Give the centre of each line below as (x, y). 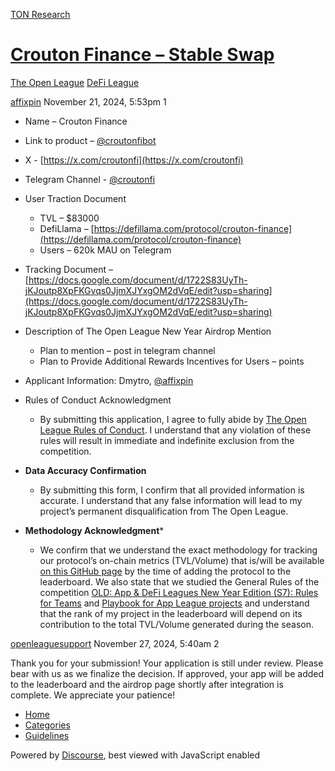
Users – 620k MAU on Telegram (105, 250)
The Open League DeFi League (75, 82)
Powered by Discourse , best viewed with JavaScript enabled (135, 755)
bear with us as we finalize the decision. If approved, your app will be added (167, 673)
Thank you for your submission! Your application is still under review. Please (167, 663)
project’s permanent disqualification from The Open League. (164, 511)
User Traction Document (75, 198)
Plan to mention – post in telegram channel (127, 350)
